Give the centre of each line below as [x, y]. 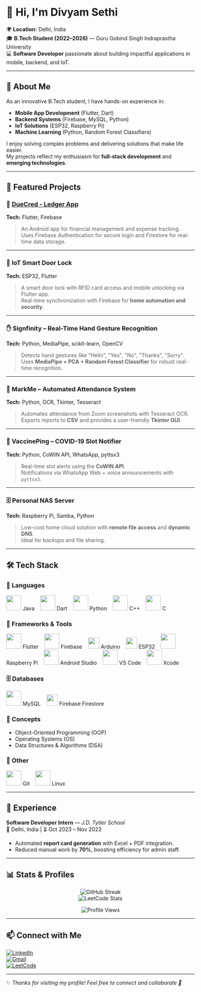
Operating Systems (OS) [45, 739]
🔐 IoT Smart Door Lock [39, 263]
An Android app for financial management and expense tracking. [100, 229]
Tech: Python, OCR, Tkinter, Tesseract [54, 402]
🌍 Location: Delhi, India [36, 29]
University [19, 47]
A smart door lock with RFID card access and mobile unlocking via [102, 287]
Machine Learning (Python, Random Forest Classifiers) [83, 132]
